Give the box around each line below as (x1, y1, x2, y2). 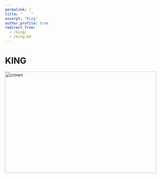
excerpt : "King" (5, 16, 38, 21)
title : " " (5, 12, 34, 17)
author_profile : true (5, 20, 49, 26)
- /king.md (9, 35, 31, 39)
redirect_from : (5, 25, 36, 30)
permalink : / (5, 7, 31, 12)
